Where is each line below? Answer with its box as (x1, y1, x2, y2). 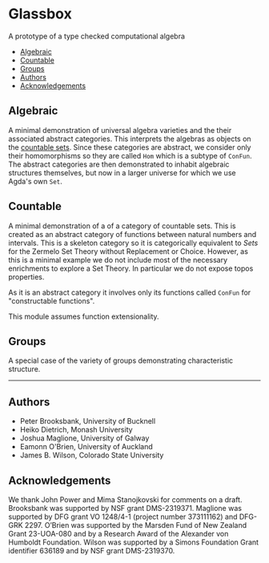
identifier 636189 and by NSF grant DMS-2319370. (8, 546, 175, 555)
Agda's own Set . (8, 176, 62, 186)
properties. (8, 271, 45, 281)
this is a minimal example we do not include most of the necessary (8, 255, 228, 264)
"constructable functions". (8, 296, 95, 305)
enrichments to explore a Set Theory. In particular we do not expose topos (8, 263, 254, 273)
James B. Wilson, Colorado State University (19, 450, 164, 460)
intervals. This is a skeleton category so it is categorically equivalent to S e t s (8, 238, 259, 247)
